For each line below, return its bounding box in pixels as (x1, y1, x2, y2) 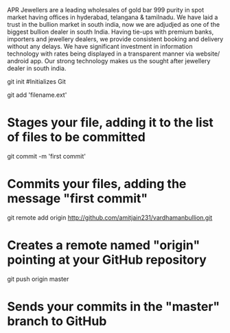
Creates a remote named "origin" (7, 238, 200, 253)
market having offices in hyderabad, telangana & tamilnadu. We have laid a (7, 13, 218, 21)
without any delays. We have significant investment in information (7, 43, 193, 50)
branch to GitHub (7, 314, 107, 329)
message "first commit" (7, 191, 148, 207)
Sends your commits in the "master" (7, 299, 220, 314)
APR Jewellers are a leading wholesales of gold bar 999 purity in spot (7, 6, 205, 14)
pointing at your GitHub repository (7, 252, 207, 268)
